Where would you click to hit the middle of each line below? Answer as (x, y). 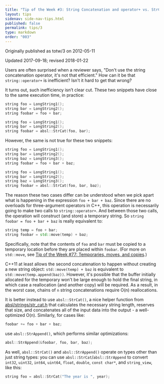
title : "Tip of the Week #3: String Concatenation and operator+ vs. (77, 10)
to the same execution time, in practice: (45, 95)
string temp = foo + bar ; (31, 230)
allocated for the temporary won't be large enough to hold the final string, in (81, 280)
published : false (23, 23)
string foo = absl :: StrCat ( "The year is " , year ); (58, 376)
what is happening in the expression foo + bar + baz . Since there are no (78, 200)
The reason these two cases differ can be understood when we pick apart (80, 195)
